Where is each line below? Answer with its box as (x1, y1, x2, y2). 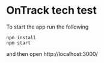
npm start (6, 40, 31, 46)
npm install (6, 34, 36, 40)
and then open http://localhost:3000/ (6, 50, 98, 57)
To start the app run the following (6, 23, 89, 30)
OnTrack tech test (6, 4, 97, 17)
